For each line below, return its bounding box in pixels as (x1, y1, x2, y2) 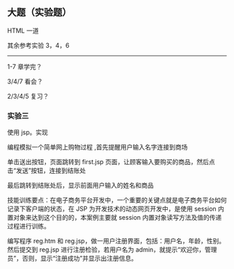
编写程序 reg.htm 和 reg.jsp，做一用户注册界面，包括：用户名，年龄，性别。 (7, 237, 225, 245)
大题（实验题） (7, 6, 72, 19)
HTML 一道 (7, 26, 39, 35)
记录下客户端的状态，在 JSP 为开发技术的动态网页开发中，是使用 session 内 (7, 204, 225, 213)
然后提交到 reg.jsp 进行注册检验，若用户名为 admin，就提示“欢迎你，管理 (7, 245, 217, 254)
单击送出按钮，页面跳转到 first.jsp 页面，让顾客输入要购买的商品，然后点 (7, 158, 216, 166)
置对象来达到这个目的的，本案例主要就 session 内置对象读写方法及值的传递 (7, 213, 222, 222)
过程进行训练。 (7, 222, 50, 231)
